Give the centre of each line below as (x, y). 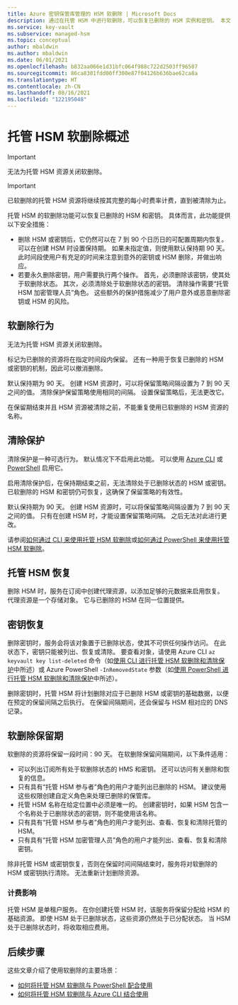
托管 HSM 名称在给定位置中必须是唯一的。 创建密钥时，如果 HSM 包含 (120, 804)
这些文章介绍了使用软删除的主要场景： (63, 970)
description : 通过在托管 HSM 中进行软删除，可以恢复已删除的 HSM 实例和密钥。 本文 (119, 21)
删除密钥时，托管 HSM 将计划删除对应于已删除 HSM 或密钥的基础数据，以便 (118, 694)
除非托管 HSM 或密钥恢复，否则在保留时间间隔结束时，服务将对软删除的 (112, 864)
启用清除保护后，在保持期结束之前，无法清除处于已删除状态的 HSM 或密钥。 (119, 483)
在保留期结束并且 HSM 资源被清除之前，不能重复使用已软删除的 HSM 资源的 (118, 407)
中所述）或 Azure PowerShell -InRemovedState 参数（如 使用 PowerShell (117, 670)
